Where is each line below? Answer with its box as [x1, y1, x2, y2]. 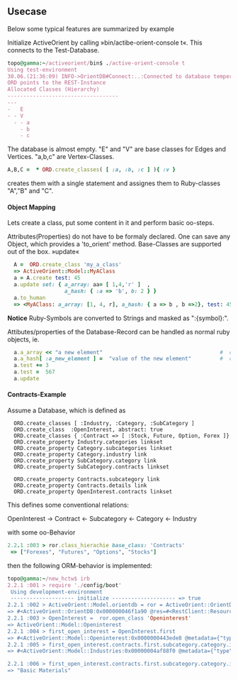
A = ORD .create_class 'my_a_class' [13, 261, 122, 268]
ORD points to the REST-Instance [7, 79, 106, 87]
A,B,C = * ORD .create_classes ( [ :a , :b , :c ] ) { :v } [7, 166, 176, 173]
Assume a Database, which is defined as [7, 406, 126, 415]
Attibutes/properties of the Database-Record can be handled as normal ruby [7, 327, 230, 336]
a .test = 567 [13, 368, 55, 375]
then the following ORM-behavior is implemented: [7, 561, 152, 570]
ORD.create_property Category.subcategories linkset [13, 445, 173, 452]
